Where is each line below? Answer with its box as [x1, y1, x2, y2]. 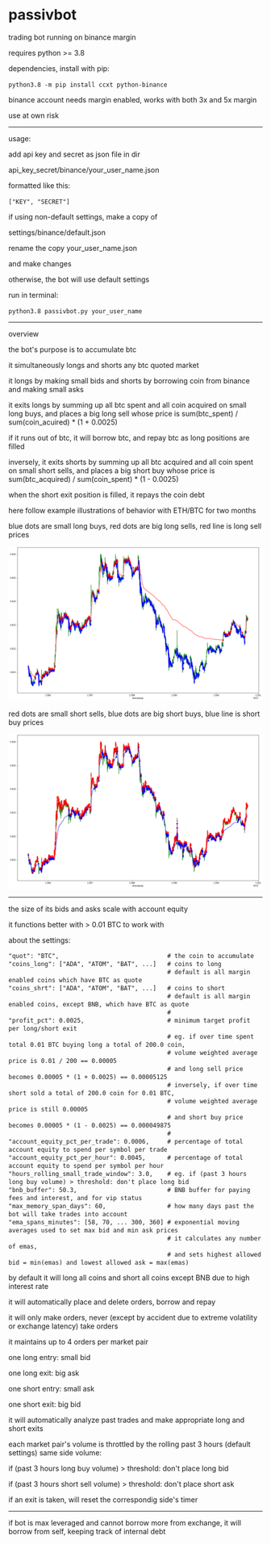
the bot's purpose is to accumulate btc [8, 345, 137, 354]
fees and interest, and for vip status [8, 1195, 143, 1203]
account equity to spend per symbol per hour [8, 1162, 164, 1170]
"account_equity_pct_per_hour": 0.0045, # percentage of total [8, 1154, 244, 1162]
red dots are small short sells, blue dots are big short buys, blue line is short [8, 709, 261, 719]
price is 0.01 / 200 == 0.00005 [8, 1057, 117, 1065]
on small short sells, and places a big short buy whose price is [8, 466, 215, 475]
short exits [8, 1424, 44, 1433]
